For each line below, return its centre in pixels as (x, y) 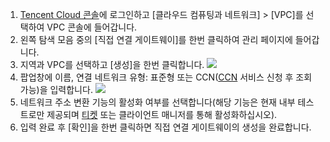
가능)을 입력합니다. (56, 89)
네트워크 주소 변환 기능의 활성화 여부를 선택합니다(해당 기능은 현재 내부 (157, 102)
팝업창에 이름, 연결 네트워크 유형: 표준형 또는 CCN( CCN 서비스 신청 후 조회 (166, 77)
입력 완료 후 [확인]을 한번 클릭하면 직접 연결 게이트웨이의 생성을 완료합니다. (165, 127)
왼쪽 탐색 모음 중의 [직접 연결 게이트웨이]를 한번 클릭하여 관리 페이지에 (156, 39)
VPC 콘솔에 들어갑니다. (92, 27)
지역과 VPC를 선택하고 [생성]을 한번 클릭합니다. (112, 64)
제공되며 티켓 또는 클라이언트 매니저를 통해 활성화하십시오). (162, 114)
